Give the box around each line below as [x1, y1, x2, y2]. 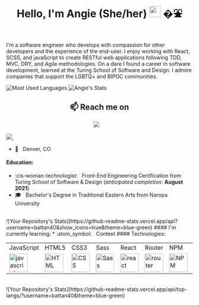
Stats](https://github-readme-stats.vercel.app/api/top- [54, 285, 188, 293]
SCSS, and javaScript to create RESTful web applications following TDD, [6, 54, 182, 61]
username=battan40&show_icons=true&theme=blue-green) [6, 224, 153, 231]
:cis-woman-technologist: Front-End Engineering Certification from [14, 172, 182, 179]
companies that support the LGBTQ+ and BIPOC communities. [6, 73, 158, 80]
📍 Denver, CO [14, 145, 52, 152]
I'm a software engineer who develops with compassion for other [6, 41, 165, 49]
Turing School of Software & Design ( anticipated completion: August [14, 178, 184, 185]
